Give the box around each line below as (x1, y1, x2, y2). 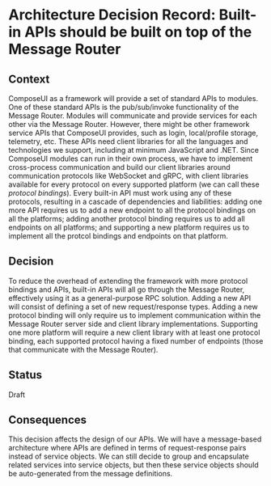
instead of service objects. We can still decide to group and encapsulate (8, 451, 249, 462)
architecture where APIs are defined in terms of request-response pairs (8, 443, 247, 453)
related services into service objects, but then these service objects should (8, 460, 259, 470)
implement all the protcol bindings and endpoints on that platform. (8, 231, 228, 240)
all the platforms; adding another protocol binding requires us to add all (8, 214, 245, 223)
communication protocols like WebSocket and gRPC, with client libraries (8, 171, 249, 180)
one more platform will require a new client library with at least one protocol (8, 328, 260, 337)
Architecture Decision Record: (8, 6, 216, 24)
